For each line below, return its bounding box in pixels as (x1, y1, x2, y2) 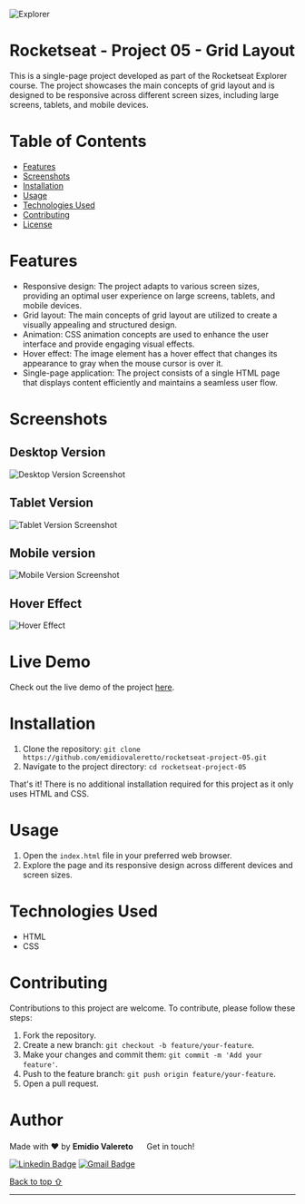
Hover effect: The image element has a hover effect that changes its (22, 347, 278, 358)
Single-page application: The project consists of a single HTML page (22, 367, 280, 378)
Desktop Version (9, 445, 106, 460)
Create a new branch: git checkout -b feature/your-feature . (22, 1039, 255, 1050)
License (22, 219, 53, 230)
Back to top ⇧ (9, 1176, 64, 1187)
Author (9, 1110, 64, 1131)
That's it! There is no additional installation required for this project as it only (9, 778, 294, 789)
